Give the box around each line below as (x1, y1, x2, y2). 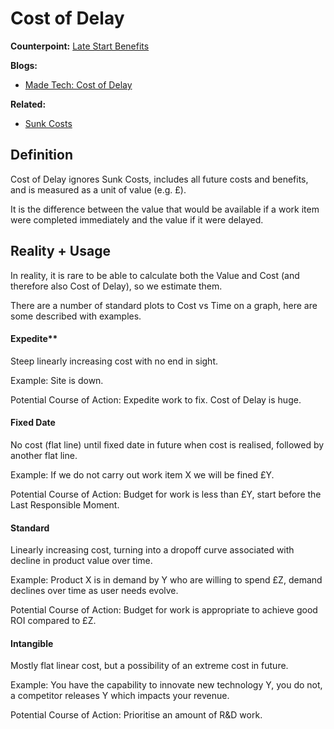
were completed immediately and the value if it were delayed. (10, 213, 264, 226)
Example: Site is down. (10, 374, 104, 386)
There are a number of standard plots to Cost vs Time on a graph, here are (10, 299, 318, 311)
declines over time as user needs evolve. (10, 585, 179, 597)
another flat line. (10, 449, 78, 461)
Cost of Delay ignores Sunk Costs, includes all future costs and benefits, (10, 173, 309, 185)
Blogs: (10, 59, 38, 71)
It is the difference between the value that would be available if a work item (10, 203, 320, 215)
